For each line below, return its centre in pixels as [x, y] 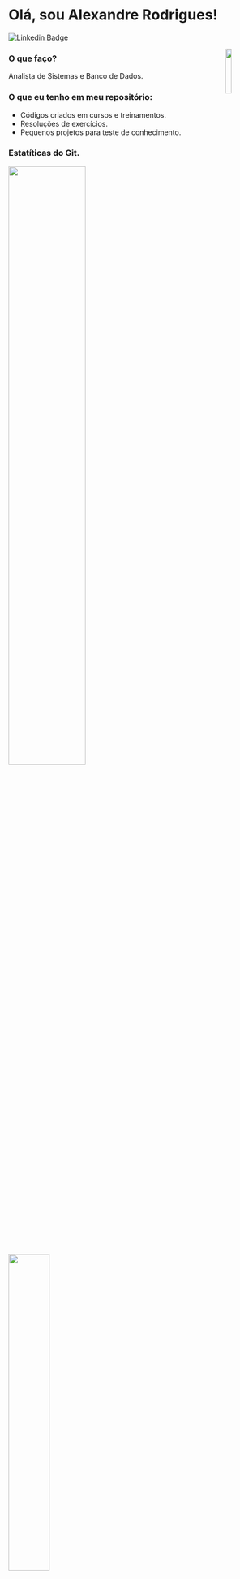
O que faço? [33, 58]
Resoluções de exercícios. [64, 123]
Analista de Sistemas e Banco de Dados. [76, 76]
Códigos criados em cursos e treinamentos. [93, 114]
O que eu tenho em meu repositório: [81, 97]
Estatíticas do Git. [44, 153]
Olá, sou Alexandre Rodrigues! [113, 15]
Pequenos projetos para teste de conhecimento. [101, 132]
